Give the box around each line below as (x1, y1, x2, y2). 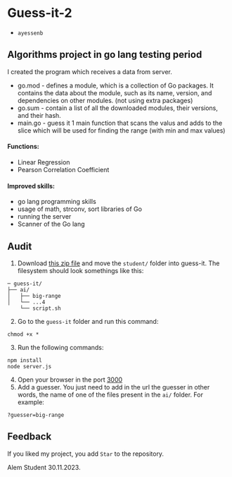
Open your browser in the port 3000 (17, 375, 123, 384)
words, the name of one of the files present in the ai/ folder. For (17, 390, 204, 399)
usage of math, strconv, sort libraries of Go (17, 205, 143, 213)
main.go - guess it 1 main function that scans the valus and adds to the (17, 119, 223, 127)
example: (17, 397, 44, 406)
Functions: (7, 143, 40, 151)
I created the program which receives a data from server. (7, 67, 172, 76)
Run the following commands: (17, 343, 104, 351)
